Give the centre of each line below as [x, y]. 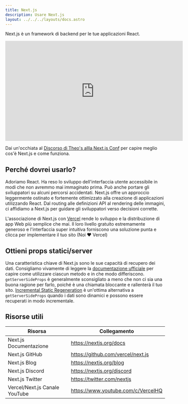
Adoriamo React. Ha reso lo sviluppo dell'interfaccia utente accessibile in [82, 182]
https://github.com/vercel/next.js [110, 354]
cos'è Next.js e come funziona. [37, 153]
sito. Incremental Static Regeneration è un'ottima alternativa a [70, 290]
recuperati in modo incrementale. [40, 301]
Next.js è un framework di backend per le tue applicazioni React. [73, 34]
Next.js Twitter [25, 379]
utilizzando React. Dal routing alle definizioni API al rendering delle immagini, [85, 203]
